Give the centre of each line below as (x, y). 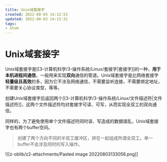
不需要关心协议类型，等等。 (34, 88)
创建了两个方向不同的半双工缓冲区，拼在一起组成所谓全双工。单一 (85, 138)
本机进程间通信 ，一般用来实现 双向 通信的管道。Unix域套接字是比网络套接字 (82, 76)
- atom (12, 28)
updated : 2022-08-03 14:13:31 (37, 19)
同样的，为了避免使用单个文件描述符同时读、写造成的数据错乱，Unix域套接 (82, 121)
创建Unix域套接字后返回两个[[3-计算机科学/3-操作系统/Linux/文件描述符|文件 (84, 98)
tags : (11, 24)
